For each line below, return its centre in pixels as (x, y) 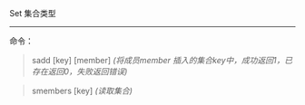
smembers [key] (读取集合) (82, 91)
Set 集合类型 (33, 13)
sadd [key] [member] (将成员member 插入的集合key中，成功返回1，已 (162, 60)
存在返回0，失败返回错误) (79, 72)
